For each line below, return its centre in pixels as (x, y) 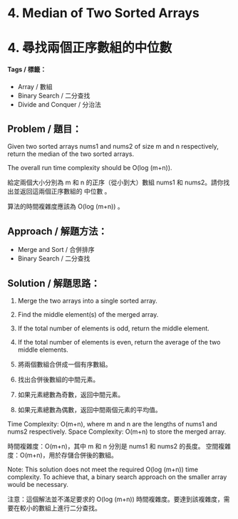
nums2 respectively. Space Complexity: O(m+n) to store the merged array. (117, 431)
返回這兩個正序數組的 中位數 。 (65, 192)
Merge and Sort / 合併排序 (56, 250)
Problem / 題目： (45, 129)
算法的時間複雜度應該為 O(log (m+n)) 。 (66, 206)
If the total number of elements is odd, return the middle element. (114, 328)
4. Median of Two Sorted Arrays (103, 13)
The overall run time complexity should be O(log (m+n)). (90, 168)
